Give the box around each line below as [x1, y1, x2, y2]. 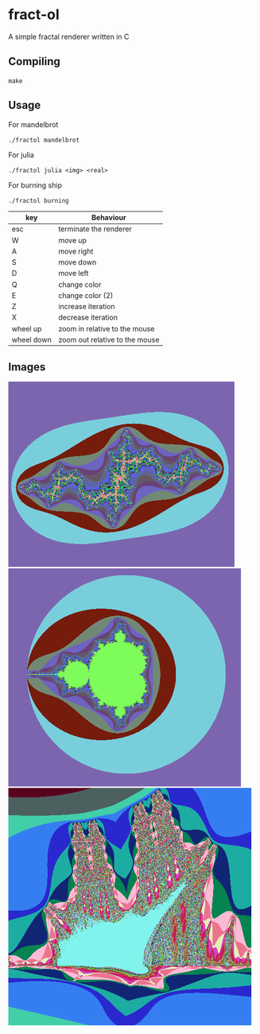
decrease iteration [58, 312, 118, 323]
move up [58, 235, 87, 245]
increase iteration [58, 302, 115, 312]
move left [58, 269, 89, 278]
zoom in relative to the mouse [58, 323, 155, 333]
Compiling [8, 55, 61, 68]
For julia [8, 149, 34, 160]
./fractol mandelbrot [8, 136, 80, 144]
